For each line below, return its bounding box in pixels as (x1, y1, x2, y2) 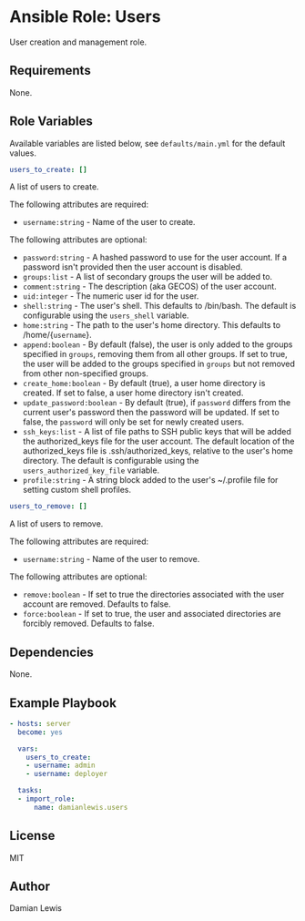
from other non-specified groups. (22, 368, 148, 379)
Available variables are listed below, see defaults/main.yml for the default (9, 138, 286, 148)
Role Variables (9, 114, 93, 129)
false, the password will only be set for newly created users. (22, 416, 245, 427)
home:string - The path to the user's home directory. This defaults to (22, 320, 280, 331)
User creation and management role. (9, 36, 147, 47)
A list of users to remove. (9, 518, 104, 529)
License (9, 828, 56, 844)
